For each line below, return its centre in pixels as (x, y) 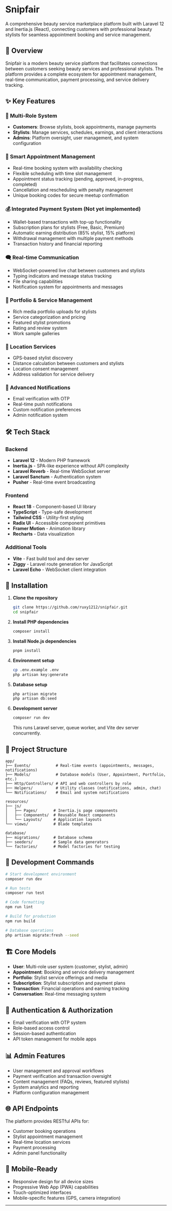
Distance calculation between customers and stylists (68, 363)
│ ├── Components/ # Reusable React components (60, 815)
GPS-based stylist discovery (43, 358)
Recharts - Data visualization (44, 534)
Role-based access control (41, 1028)
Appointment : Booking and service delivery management (73, 972)
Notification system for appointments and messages (68, 287)
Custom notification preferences (47, 410)
